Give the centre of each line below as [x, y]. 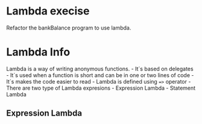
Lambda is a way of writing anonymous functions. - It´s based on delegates [100, 69]
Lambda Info [38, 52]
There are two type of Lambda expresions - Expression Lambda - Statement [101, 88]
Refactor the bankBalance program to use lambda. [69, 28]
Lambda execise [48, 11]
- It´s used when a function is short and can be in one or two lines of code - [100, 75]
